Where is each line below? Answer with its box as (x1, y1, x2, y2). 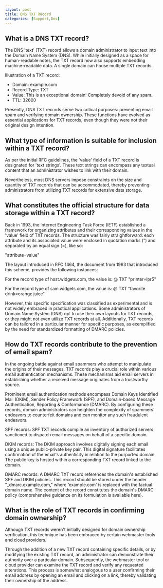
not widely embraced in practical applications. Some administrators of (5, 305, 145, 311)
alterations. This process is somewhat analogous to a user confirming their (5, 567, 155, 573)
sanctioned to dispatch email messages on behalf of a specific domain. (5, 431, 148, 437)
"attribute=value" (5, 252, 40, 258)
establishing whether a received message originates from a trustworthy (5, 376, 148, 382)
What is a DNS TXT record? (5, 34, 89, 42)
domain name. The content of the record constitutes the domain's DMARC (5, 487, 154, 493)
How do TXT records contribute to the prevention (5, 340, 157, 349)
